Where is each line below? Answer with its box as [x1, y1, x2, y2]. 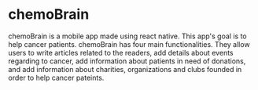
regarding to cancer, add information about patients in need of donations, [8, 56, 246, 66]
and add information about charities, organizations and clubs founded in [8, 64, 242, 74]
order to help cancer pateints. [8, 73, 105, 82]
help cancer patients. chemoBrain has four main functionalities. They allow [8, 39, 250, 49]
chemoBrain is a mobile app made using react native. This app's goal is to [8, 31, 247, 41]
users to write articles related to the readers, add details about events [8, 48, 234, 57]
